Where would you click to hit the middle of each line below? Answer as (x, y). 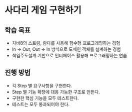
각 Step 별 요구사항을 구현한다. (42, 86)
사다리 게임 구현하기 (43, 10)
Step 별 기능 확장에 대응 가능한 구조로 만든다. (56, 92)
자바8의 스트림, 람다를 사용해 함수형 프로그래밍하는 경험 (66, 43)
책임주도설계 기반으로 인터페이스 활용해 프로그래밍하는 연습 (69, 56)
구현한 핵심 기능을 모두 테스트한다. (45, 98)
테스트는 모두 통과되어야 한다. (41, 104)
